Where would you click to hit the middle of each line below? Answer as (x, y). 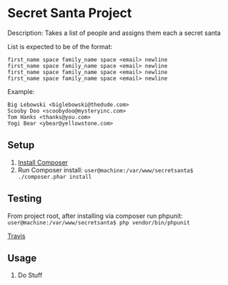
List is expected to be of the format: (60, 46)
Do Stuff (30, 275)
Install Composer (43, 162)
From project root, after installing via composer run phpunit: (95, 216)
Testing (25, 198)
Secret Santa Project (70, 13)
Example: (21, 91)
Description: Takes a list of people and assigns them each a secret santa (114, 33)
